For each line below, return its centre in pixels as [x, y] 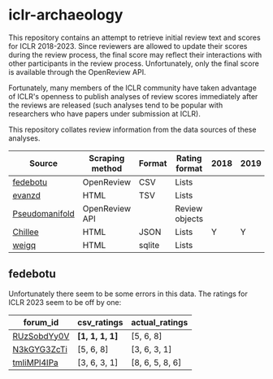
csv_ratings [100, 322]
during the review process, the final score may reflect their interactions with [135, 54]
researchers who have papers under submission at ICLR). [105, 113]
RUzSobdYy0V [41, 336]
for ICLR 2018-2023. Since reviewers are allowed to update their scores [128, 46]
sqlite [149, 245]
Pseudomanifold [43, 213]
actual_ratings [160, 322]
